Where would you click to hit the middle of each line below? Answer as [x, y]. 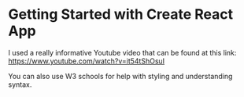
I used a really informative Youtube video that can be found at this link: [122, 52]
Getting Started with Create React [121, 14]
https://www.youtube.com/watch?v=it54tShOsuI [87, 61]
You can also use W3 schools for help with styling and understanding [120, 76]
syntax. [20, 84]
